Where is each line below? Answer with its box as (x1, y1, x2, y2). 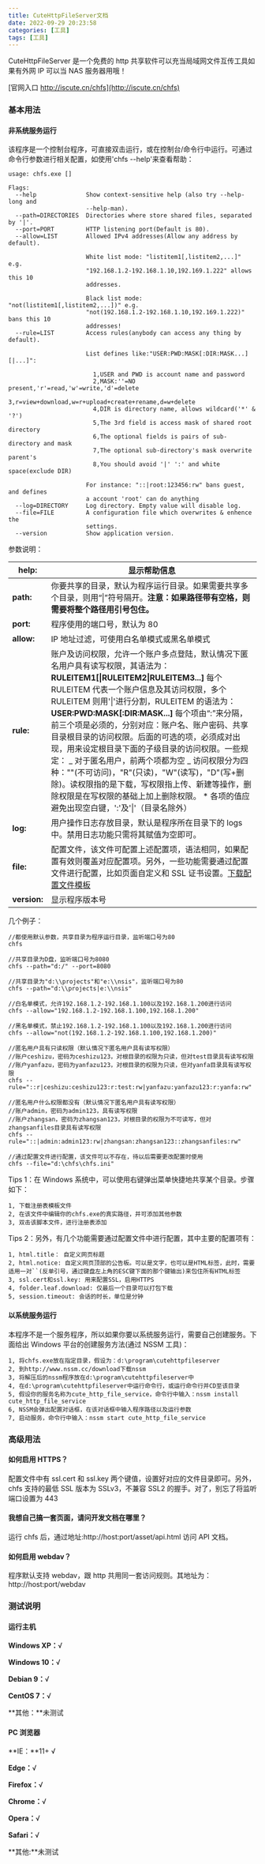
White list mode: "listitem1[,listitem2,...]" (85, 254, 242, 261)
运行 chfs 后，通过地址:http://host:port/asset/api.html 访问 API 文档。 (8, 1531, 233, 1541)
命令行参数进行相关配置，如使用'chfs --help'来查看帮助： (8, 155, 194, 164)
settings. (85, 523, 118, 531)
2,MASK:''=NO (92, 378, 136, 385)
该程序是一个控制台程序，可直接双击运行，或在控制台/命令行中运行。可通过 (8, 145, 253, 154)
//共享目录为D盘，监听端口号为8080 (8, 956, 110, 964)
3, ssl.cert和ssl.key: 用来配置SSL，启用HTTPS (8, 1276, 155, 1284)
